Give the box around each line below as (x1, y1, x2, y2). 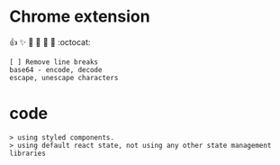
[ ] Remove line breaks (9, 57, 99, 67)
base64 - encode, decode (9, 65, 103, 74)
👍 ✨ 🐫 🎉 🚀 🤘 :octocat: (9, 36, 91, 47)
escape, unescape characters (9, 73, 119, 82)
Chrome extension (9, 6, 150, 27)
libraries (9, 149, 47, 158)
